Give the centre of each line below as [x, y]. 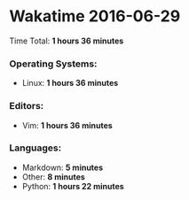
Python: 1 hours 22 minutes [73, 186]
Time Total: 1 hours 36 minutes [67, 41]
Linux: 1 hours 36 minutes [70, 83]
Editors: [27, 106]
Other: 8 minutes [54, 177]
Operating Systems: [53, 64]
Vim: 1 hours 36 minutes [67, 125]
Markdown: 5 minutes [63, 167]
